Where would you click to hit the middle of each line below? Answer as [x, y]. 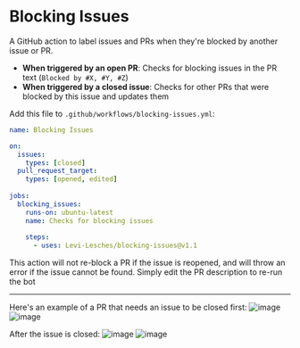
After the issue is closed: [55, 334]
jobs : [19, 196]
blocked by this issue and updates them [96, 96]
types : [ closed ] [56, 162]
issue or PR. [31, 50]
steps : [37, 237]
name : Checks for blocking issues [89, 220]
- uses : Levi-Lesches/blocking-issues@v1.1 [115, 246]
